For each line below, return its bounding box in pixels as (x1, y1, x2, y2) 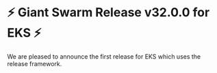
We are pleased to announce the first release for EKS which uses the (7, 52, 201, 61)
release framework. (7, 59, 62, 68)
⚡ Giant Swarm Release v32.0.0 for (7, 5, 210, 20)
